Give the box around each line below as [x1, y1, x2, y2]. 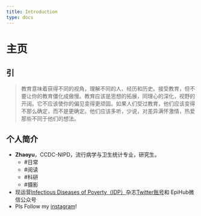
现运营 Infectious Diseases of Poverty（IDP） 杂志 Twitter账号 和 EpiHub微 [14, 188, 194, 196]
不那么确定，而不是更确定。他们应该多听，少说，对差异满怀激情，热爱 [20, 107, 196, 115]
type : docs [6, 14, 34, 20]
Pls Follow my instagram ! [14, 203, 77, 210]
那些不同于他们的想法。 [20, 115, 79, 122]
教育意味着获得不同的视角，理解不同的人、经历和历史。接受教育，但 [20, 85, 190, 92]
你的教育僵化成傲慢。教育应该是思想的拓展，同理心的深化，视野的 [31, 92, 196, 100]
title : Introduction [6, 8, 58, 15]
